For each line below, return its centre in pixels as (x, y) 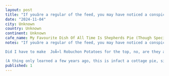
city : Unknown (20, 24)
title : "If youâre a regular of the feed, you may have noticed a (76, 15)
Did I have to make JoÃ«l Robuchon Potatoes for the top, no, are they (83, 52)
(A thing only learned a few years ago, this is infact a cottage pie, (82, 61)
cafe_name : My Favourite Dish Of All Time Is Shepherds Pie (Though (78, 38)
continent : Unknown (26, 33)
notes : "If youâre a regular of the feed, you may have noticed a (76, 43)
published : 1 (19, 65)
